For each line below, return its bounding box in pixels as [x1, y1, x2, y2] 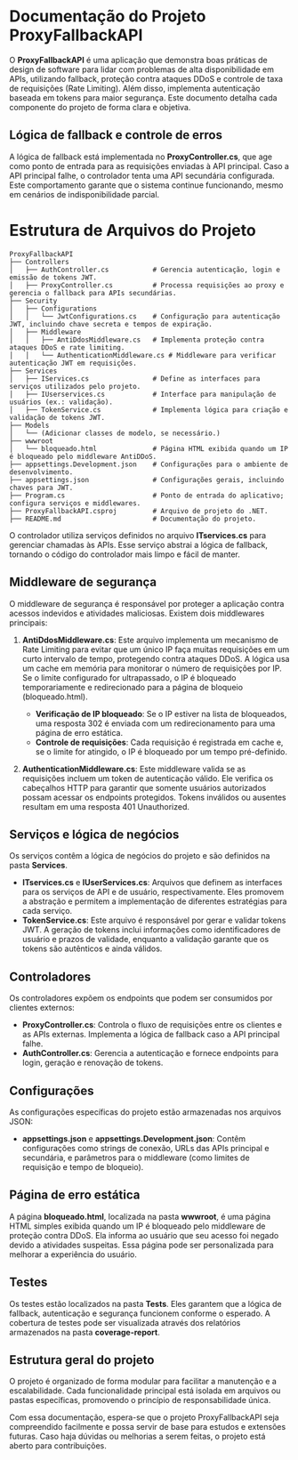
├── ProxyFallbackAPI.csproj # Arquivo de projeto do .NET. [9, 506, 269, 515]
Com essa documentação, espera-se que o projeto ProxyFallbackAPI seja [9, 1412, 279, 1423]
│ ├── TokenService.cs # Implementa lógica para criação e [9, 405, 289, 415]
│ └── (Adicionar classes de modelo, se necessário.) [9, 429, 221, 438]
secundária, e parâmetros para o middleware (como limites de [21, 1152, 251, 1163]
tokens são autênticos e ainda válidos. [21, 943, 163, 954]
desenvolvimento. [9, 467, 74, 477]
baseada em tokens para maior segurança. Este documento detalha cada [9, 92, 278, 103]
